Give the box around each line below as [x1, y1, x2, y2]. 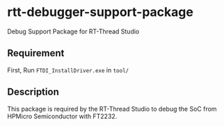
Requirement [7, 47, 65, 59]
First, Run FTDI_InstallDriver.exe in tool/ [7, 65, 129, 74]
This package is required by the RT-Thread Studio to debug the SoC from [7, 104, 217, 113]
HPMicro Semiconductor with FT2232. [7, 112, 118, 120]
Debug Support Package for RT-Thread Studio [7, 27, 140, 36]
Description [7, 86, 59, 98]
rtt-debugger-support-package [7, 4, 193, 20]
